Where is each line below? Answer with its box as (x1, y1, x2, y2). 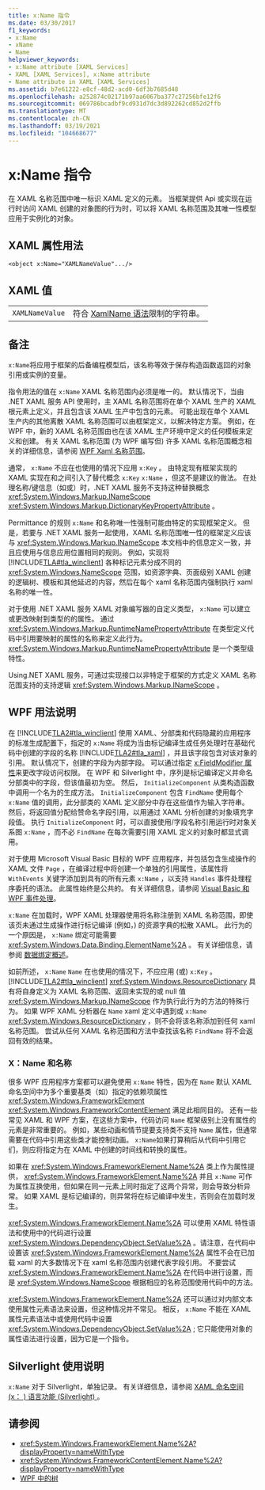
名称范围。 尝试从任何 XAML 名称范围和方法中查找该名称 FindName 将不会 (8, 1026, 247, 1036)
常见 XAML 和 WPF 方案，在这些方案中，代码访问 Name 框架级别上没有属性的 (8, 1116, 257, 1125)
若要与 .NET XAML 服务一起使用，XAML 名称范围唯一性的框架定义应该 (21, 528, 252, 537)
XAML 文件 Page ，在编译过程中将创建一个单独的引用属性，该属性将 (8, 864, 229, 873)
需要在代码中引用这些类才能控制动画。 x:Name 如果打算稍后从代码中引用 (8, 1135, 240, 1145)
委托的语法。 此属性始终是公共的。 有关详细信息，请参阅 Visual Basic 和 (14, 884, 250, 893)
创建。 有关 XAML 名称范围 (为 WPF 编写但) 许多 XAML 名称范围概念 (21, 436, 245, 446)
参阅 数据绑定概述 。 (8, 949, 73, 959)
